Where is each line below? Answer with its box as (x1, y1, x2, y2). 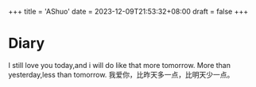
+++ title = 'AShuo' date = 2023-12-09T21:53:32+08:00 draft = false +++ (8, 7, 249, 16)
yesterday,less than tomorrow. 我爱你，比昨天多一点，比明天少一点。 (8, 70, 235, 79)
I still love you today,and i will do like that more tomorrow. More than (8, 60, 231, 70)
